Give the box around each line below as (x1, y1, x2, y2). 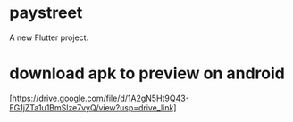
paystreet (9, 3, 83, 23)
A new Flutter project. (9, 32, 89, 43)
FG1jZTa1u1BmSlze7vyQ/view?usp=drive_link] (9, 102, 177, 113)
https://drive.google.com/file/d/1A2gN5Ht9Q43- (12, 93, 189, 103)
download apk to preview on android (9, 63, 286, 84)
